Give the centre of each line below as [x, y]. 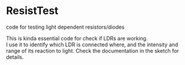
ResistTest [32, 11]
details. [15, 57]
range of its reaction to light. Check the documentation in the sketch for [92, 50]
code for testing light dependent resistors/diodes [65, 27]
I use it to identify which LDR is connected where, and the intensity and [92, 45]
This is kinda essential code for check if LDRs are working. [77, 38]
